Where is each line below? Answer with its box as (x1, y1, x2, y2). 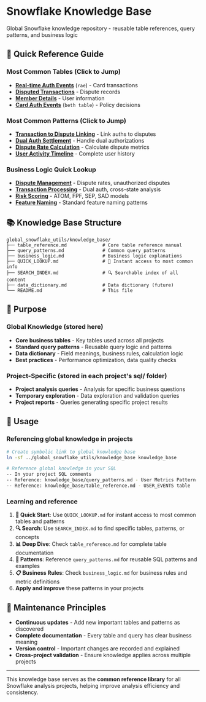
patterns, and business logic (6, 31, 78, 38)
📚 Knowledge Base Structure (6, 217, 121, 228)
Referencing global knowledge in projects (6, 435, 133, 443)
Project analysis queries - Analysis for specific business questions (15, 385, 186, 393)
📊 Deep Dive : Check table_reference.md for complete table (15, 540, 167, 548)
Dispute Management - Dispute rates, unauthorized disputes (15, 179, 170, 187)
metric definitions (15, 578, 60, 585)
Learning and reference (6, 497, 78, 505)
